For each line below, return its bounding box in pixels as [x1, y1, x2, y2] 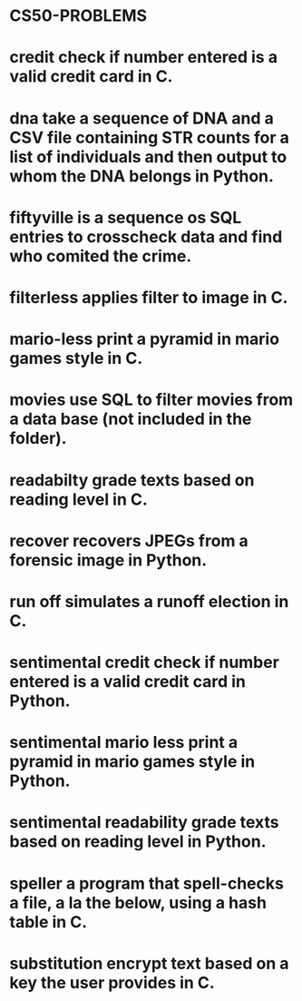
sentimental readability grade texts [9, 812, 279, 833]
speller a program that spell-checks [9, 873, 284, 894]
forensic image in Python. [9, 550, 208, 570]
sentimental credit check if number [9, 653, 279, 672]
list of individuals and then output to [9, 146, 287, 167]
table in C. [9, 911, 88, 932]
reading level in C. [9, 489, 148, 509]
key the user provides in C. [9, 972, 215, 993]
